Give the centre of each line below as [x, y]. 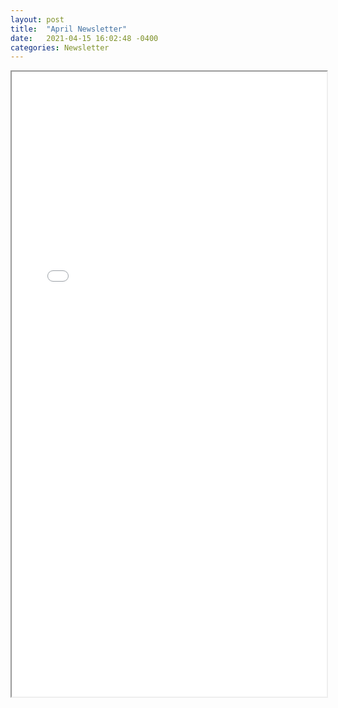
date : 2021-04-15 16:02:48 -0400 [84, 38]
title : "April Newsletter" [69, 29]
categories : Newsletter [60, 47]
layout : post [37, 19]
